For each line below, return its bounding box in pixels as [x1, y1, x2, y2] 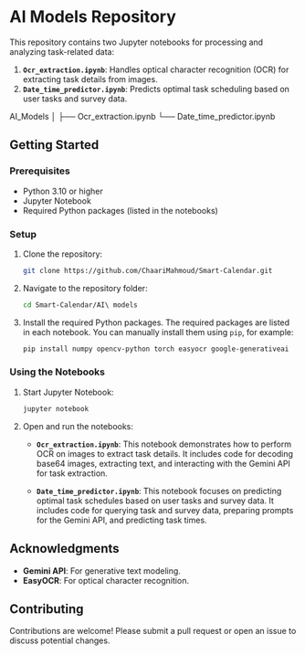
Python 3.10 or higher [22, 185, 103, 196]
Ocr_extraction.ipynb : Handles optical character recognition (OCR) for [22, 64, 289, 75]
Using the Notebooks [9, 365, 105, 378]
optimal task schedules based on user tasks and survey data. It [36, 495, 274, 506]
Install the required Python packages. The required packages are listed [22, 317, 290, 328]
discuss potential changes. [9, 635, 110, 646]
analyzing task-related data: [9, 46, 115, 57]
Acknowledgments [9, 541, 121, 556]
